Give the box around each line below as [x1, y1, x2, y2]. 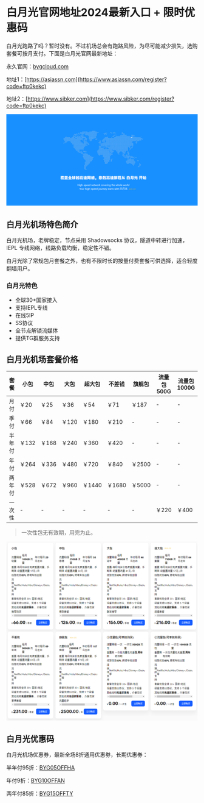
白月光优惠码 [6, 733, 55, 744]
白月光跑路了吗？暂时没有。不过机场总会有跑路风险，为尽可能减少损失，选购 [6, 42, 198, 49]
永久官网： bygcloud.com [6, 62, 69, 70]
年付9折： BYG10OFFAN [6, 777, 66, 784]
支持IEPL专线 [15, 304, 48, 312]
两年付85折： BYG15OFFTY [6, 790, 73, 798]
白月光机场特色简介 [6, 219, 78, 229]
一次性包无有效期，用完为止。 [21, 529, 96, 536]
